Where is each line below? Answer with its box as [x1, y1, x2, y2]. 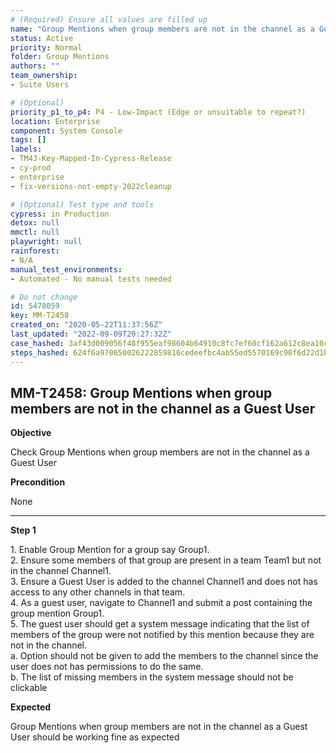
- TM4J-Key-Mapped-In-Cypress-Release [10, 154, 172, 164]
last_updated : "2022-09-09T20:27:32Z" [10, 329, 172, 339]
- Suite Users [10, 80, 70, 90]
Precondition [10, 476, 66, 488]
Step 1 [10, 524, 37, 536]
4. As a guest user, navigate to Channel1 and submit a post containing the [10, 597, 313, 609]
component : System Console [10, 126, 123, 136]
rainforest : [10, 246, 60, 256]
